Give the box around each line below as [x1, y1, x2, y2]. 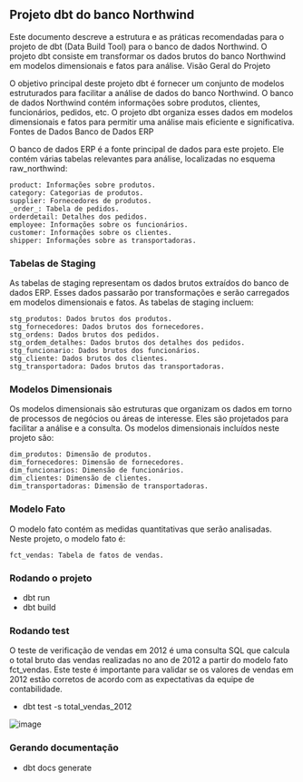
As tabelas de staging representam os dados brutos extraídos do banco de [9, 278, 289, 288]
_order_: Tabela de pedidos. [9, 204, 120, 213]
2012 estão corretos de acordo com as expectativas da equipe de [9, 674, 255, 685]
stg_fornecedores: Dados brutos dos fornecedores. [9, 322, 205, 332]
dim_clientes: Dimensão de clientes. [9, 474, 152, 484]
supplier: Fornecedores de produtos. [9, 196, 152, 205]
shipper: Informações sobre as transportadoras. [9, 236, 197, 245]
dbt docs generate [22, 762, 93, 773]
